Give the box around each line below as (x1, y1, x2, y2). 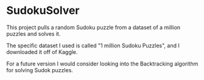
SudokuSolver (6, 4, 80, 18)
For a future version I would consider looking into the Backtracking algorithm (6, 60, 199, 67)
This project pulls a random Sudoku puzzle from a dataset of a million (6, 24, 181, 31)
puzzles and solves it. (6, 30, 61, 37)
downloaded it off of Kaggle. (6, 48, 78, 55)
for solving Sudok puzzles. (6, 66, 73, 73)
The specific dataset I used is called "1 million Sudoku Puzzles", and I (6, 42, 180, 49)
